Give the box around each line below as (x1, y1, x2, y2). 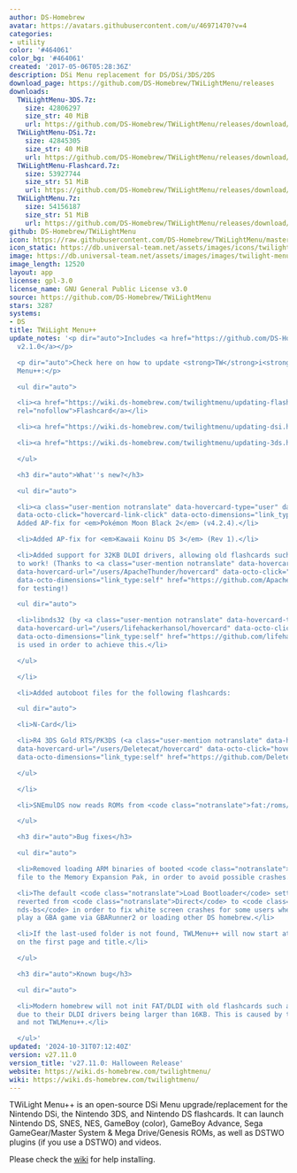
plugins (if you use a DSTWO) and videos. (9, 1137, 162, 1147)
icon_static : (9, 243, 57, 252)
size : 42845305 (25, 136, 81, 145)
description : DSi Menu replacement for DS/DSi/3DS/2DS (9, 71, 216, 80)
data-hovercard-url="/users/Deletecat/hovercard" (17, 745, 203, 753)
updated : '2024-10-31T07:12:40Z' (9, 1042, 133, 1052)
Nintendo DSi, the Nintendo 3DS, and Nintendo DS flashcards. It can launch (9, 1108, 285, 1120)
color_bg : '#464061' (9, 54, 86, 63)
